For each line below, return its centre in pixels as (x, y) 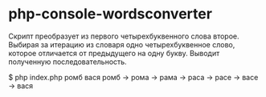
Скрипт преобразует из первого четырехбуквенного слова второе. (124, 36)
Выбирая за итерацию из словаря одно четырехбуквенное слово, (122, 44)
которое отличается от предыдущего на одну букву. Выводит (114, 53)
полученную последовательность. (68, 62)
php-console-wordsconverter (110, 14)
